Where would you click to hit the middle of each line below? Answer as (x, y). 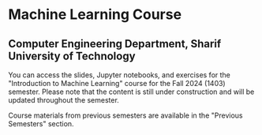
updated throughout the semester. (64, 100)
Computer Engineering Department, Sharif (115, 44)
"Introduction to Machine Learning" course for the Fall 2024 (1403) (117, 83)
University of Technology (72, 56)
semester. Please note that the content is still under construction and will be (131, 92)
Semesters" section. (41, 124)
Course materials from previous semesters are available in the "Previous (125, 115)
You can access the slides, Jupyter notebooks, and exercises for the (120, 75)
